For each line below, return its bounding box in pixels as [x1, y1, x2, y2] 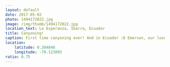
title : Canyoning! [5, 31, 44, 36]
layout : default [5, 7, 39, 13]
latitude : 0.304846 [14, 45, 56, 50]
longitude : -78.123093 [14, 49, 62, 54]
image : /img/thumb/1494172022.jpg [5, 21, 78, 27]
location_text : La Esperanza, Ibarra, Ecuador [5, 26, 105, 31]
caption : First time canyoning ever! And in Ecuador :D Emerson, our [5, 36, 155, 41]
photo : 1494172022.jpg [5, 17, 53, 22]
